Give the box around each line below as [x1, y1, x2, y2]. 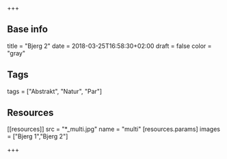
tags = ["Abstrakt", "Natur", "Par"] [7, 87, 103, 95]
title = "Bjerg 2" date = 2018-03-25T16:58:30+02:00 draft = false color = [7, 42, 212, 50]
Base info [7, 23, 48, 35]
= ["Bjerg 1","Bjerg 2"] [7, 132, 68, 140]
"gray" [7, 49, 26, 57]
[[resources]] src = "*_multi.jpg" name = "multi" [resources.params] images [7, 125, 221, 134]
